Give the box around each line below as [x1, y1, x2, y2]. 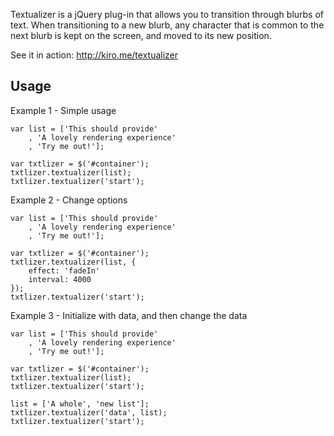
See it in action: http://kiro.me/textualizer [10, 49, 179, 61]
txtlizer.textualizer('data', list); [10, 407, 168, 418]
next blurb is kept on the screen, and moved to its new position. [10, 30, 272, 41]
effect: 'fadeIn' [28, 265, 101, 276]
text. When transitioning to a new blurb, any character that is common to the [10, 19, 325, 31]
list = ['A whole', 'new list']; [10, 399, 150, 409]
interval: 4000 [28, 274, 92, 284]
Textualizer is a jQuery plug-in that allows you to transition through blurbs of [10, 9, 325, 20]
